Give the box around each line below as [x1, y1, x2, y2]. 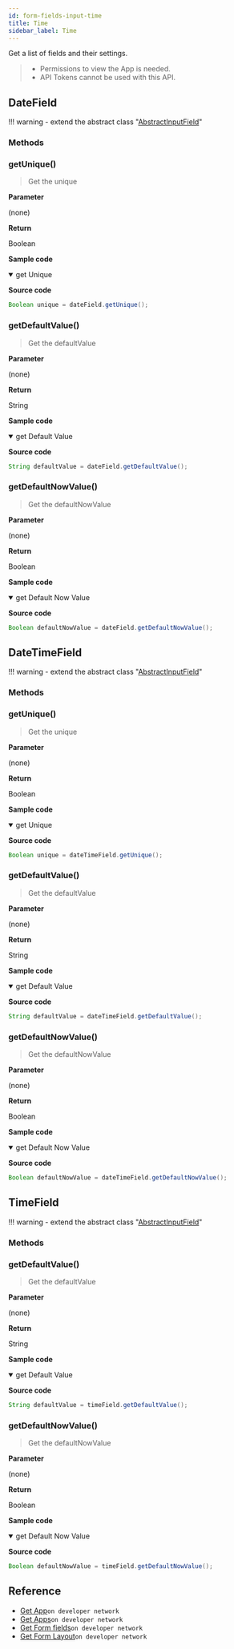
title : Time [8, 19, 48, 27]
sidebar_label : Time [8, 26, 78, 34]
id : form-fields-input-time [8, 11, 103, 20]
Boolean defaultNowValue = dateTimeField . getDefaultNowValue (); [8, 1174, 228, 1182]
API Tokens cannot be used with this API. [39, 73, 176, 83]
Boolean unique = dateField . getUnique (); [8, 301, 149, 309]
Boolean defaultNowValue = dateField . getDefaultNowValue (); [8, 623, 214, 631]
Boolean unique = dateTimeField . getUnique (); [8, 851, 163, 859]
